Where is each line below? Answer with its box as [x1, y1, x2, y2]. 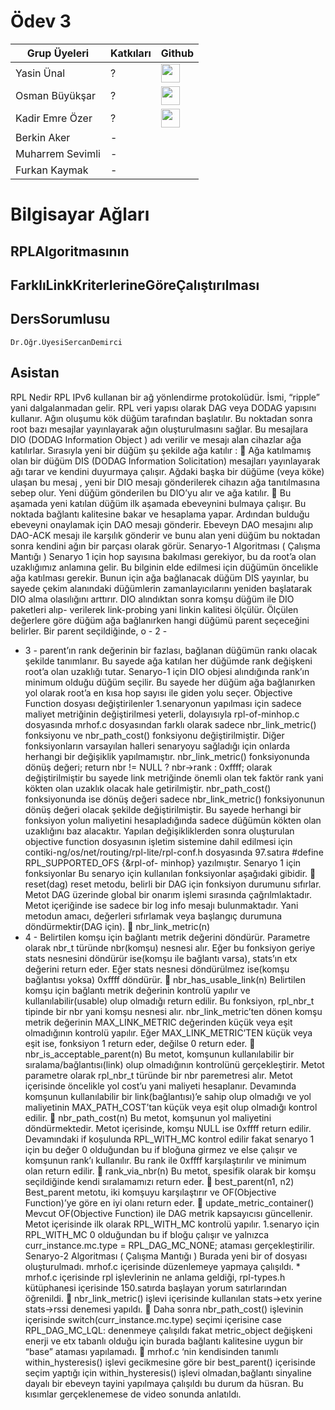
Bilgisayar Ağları [10, 203, 150, 226]
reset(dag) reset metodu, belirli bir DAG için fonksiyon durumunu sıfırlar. [24, 878, 322, 890]
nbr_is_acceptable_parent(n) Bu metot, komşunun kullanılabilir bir [24, 1048, 295, 1060]
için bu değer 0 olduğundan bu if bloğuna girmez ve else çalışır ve [24, 1143, 298, 1155]
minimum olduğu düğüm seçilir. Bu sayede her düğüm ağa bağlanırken [24, 676, 316, 688]
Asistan [10, 365, 60, 382]
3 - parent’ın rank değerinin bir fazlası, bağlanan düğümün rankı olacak [24, 644, 318, 656]
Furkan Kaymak [15, 163, 89, 177]
